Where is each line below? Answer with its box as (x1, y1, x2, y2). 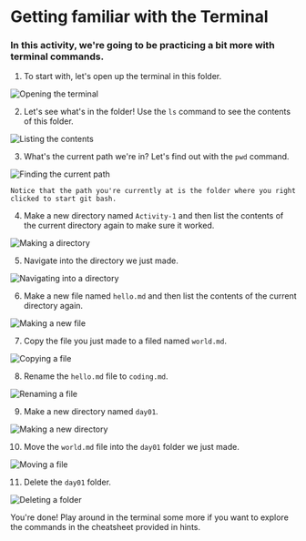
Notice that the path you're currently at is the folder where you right (10, 187, 297, 196)
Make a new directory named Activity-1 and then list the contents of (23, 210, 284, 221)
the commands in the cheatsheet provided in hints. (10, 522, 201, 533)
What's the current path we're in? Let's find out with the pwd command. (23, 151, 290, 162)
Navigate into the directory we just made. (23, 255, 178, 266)
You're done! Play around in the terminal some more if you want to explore (10, 512, 290, 523)
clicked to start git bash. (10, 194, 117, 204)
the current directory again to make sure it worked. (23, 220, 215, 231)
